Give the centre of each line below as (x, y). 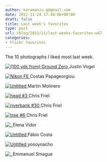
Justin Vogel (82, 66)
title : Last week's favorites (37, 24)
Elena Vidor (24, 125)
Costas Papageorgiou (52, 76)
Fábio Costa (40, 134)
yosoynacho (40, 144)
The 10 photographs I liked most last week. (49, 57)
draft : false (19, 19)
